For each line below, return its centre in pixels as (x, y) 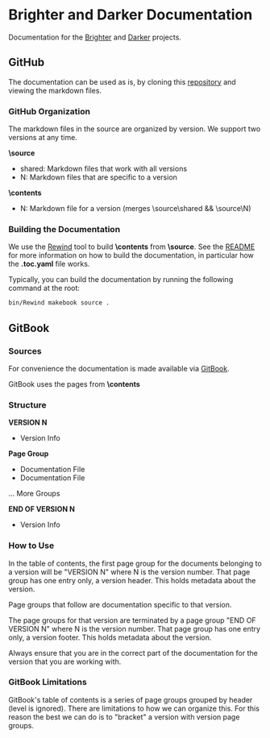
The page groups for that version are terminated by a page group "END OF (132, 620)
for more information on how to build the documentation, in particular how (131, 255)
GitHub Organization (50, 111)
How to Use (31, 545)
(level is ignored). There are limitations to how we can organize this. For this (134, 708)
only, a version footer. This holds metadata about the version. (110, 637)
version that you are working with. (65, 661)
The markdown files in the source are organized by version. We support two (135, 129)
